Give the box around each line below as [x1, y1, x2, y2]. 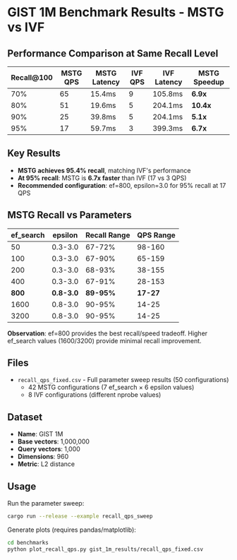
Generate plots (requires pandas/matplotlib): [7, 525, 136, 534]
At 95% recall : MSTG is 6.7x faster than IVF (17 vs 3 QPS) [17, 174, 187, 182]
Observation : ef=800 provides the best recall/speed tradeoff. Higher [7, 329, 208, 338]
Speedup [193, 77, 224, 87]
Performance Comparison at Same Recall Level [7, 47, 219, 59]
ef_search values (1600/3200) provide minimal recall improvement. [7, 336, 202, 345]
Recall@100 [11, 73, 53, 82]
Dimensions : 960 [17, 453, 69, 461]
